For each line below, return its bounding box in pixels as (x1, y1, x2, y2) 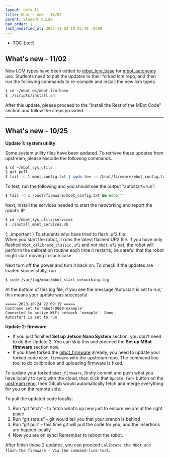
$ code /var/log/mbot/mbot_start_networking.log (5, 277, 109, 282)
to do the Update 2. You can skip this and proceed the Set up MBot (12, 338, 152, 345)
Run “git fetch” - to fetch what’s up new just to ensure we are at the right (12, 405, 162, 411)
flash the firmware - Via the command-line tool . (5, 447, 111, 453)
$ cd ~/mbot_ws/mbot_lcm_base (5, 88, 69, 93)
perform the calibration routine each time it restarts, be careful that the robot (5, 247, 164, 253)
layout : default (5, 7, 39, 13)
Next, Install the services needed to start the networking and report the (5, 202, 152, 208)
